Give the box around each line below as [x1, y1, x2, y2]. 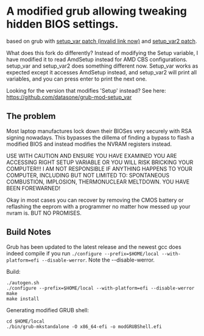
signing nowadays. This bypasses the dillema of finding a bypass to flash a [6, 134, 195, 141]
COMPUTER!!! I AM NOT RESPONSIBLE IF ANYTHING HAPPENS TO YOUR [6, 165, 193, 172]
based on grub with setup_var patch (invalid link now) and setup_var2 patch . [6, 37, 197, 45]
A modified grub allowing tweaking [6, 4, 187, 18]
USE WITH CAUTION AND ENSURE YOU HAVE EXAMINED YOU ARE [6, 152, 177, 159]
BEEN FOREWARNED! [6, 184, 61, 191]
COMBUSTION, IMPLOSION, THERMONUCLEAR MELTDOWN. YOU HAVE [6, 178, 190, 185]
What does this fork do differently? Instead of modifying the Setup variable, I [6, 49, 199, 56]
